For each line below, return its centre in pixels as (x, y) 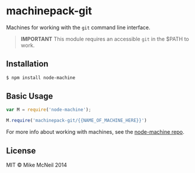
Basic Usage (30, 96)
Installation (27, 64)
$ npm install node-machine (41, 78)
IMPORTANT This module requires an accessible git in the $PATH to (105, 39)
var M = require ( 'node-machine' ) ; (49, 110)
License (21, 151)
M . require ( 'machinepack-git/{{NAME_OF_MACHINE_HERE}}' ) (76, 121)
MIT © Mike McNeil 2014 (36, 165)
